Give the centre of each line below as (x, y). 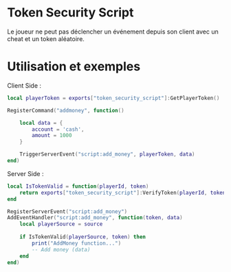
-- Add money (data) (61, 249)
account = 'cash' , (58, 129)
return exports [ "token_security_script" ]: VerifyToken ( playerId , (113, 193)
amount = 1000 (52, 136)
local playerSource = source (61, 224)
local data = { (41, 123)
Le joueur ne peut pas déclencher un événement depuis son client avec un (113, 32)
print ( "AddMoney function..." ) (77, 243)
